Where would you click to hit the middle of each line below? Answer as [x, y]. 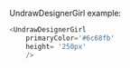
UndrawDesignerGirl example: [65, 13]
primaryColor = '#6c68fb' [70, 38]
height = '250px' [56, 46]
